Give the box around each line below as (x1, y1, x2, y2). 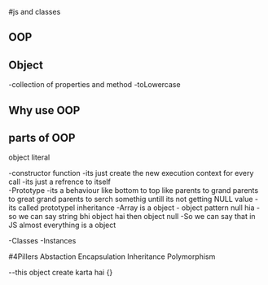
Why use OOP (8, 103, 81, 117)
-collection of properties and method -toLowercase (8, 80, 181, 90)
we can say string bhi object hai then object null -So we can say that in (18, 212, 256, 221)
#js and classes (8, 7, 61, 16)
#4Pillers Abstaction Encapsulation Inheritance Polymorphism (8, 252, 216, 261)
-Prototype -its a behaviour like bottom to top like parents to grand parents (8, 186, 259, 195)
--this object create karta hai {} (8, 268, 113, 278)
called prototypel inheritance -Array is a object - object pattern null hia (18, 203, 255, 213)
